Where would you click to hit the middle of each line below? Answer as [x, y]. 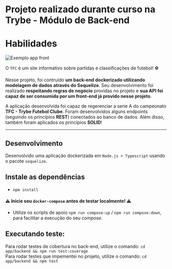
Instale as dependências [45, 177]
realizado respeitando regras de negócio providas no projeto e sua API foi [84, 91]
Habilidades [31, 44]
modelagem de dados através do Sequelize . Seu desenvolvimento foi [79, 85]
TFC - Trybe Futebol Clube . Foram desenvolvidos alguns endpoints [77, 111]
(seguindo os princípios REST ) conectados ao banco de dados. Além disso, [85, 117]
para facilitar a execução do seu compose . [58, 218]
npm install [25, 190]
